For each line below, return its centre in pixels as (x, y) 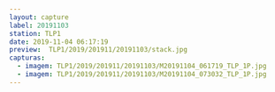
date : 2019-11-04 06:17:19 (59, 42)
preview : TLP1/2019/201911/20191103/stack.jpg (99, 50)
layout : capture (39, 17)
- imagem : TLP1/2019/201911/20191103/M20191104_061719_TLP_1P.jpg (142, 67)
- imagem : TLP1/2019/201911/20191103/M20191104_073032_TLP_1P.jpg (142, 74)
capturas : (27, 58)
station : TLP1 (35, 33)
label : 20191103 (39, 25)
